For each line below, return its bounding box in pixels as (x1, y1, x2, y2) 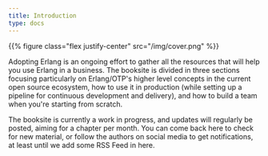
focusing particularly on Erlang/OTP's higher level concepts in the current (8, 74, 251, 83)
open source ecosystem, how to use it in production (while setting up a (8, 82, 242, 92)
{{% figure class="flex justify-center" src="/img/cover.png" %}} (8, 41, 220, 50)
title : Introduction (8, 11, 78, 20)
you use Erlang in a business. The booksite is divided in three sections (8, 65, 240, 74)
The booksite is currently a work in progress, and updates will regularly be (8, 114, 254, 124)
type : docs (8, 19, 45, 27)
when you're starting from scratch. (8, 99, 122, 109)
